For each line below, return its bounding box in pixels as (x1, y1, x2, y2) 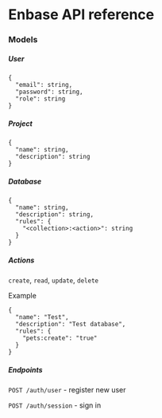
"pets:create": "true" (22, 333, 98, 342)
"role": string (15, 95, 66, 103)
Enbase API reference (8, 6, 155, 24)
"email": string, (15, 81, 73, 89)
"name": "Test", (15, 313, 69, 321)
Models (8, 34, 38, 45)
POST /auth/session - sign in (8, 400, 102, 410)
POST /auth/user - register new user (8, 384, 126, 394)
